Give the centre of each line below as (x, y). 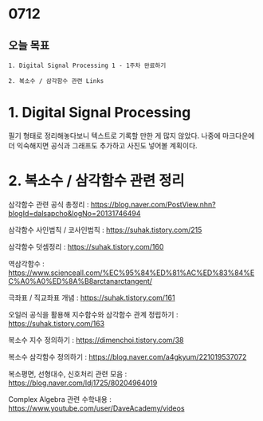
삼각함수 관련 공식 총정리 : (49, 204)
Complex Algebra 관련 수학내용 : (60, 399)
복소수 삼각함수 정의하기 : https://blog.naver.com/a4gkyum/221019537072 (128, 356)
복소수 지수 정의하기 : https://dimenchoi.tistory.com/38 (96, 340)
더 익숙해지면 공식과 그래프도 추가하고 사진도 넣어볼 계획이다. (103, 145)
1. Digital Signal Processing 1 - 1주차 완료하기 (87, 65)
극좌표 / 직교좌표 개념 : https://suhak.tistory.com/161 (92, 297)
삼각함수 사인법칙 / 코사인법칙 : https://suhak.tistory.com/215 (105, 230)
